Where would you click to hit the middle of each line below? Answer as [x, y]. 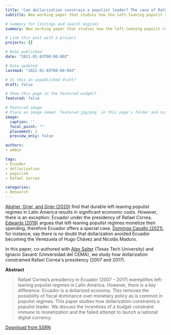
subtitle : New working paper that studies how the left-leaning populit [84, 15]
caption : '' [23, 122]
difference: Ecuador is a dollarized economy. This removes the [83, 290]
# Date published [24, 52]
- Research [17, 192]
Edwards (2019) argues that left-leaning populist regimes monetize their [81, 223]
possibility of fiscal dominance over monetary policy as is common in [90, 296]
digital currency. [35, 317]
